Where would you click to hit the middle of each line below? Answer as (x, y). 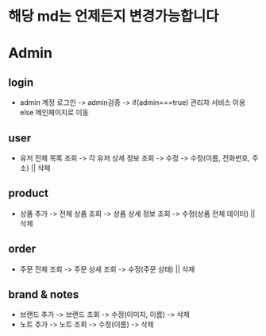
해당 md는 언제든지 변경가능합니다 (114, 16)
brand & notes (44, 295)
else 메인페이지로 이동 (54, 113)
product (29, 193)
